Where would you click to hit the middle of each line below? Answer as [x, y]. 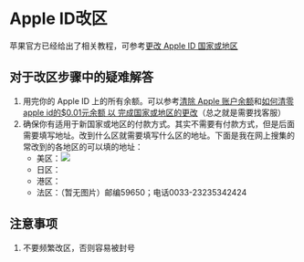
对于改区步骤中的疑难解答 [81, 77]
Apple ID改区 [58, 19]
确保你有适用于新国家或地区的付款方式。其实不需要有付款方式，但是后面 [158, 123]
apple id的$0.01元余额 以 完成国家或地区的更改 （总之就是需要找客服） [154, 112]
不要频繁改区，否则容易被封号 [79, 247]
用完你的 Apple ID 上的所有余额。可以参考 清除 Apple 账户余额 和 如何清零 [158, 100]
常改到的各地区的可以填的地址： [83, 146]
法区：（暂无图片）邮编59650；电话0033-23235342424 [142, 192]
